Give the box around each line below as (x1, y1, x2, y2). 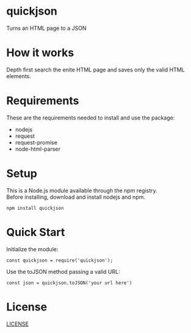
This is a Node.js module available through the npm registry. (6, 187, 157, 194)
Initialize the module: (6, 245, 59, 252)
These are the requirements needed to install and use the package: (6, 114, 175, 121)
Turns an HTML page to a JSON (6, 24, 87, 32)
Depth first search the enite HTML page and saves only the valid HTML (6, 66, 185, 73)
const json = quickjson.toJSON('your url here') (6, 279, 132, 286)
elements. (6, 72, 32, 80)
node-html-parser (15, 145, 61, 152)
